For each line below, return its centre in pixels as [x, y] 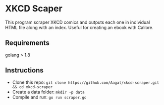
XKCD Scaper [34, 9]
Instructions [24, 70]
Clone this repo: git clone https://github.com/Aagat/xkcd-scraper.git [86, 82]
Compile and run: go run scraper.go [49, 97]
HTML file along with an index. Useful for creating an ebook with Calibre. [79, 27]
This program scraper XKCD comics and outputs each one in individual [78, 22]
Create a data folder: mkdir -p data [49, 92]
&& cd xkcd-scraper [32, 87]
